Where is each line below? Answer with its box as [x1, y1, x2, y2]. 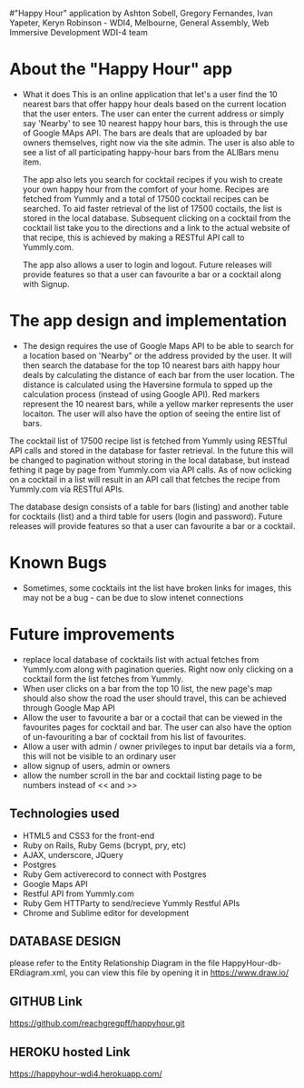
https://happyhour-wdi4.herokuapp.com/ [9, 1068, 162, 1079]
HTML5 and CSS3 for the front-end [22, 830, 155, 841]
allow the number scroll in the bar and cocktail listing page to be [22, 770, 263, 781]
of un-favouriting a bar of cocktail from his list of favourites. [22, 731, 247, 742]
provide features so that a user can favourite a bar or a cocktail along [22, 268, 281, 280]
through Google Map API [22, 702, 115, 713]
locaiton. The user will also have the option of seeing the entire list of [22, 408, 281, 419]
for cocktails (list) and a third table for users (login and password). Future [9, 511, 283, 522]
